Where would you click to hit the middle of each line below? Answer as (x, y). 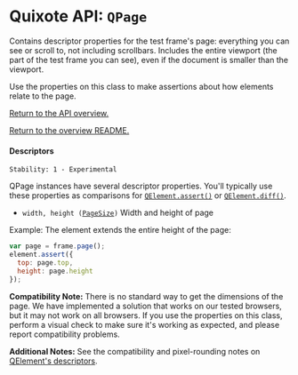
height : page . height (55, 271)
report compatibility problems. (64, 334)
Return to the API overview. (59, 113)
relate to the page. (43, 96)
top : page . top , (45, 263)
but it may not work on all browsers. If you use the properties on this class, (146, 315)
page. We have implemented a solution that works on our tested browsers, (145, 306)
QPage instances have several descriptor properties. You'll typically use (141, 186)
